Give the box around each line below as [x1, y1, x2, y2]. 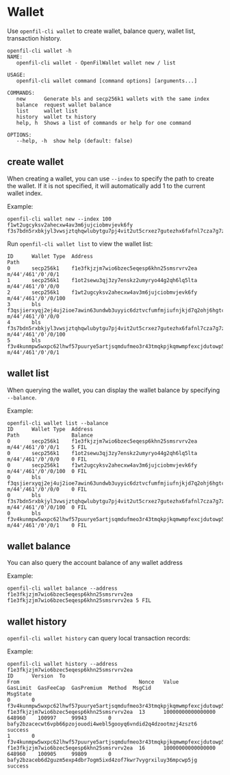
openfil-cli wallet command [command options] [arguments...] [16, 77, 197, 84]
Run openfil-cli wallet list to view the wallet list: [7, 240, 153, 248]
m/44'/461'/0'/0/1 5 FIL [7, 443, 88, 450]
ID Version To [7, 673, 66, 680]
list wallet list [16, 107, 78, 114]
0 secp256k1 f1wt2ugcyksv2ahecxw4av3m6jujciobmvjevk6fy [7, 461, 197, 469]
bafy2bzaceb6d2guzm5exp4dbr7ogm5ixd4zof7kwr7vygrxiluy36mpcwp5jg [7, 756, 197, 764]
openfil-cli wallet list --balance [7, 419, 109, 426]
